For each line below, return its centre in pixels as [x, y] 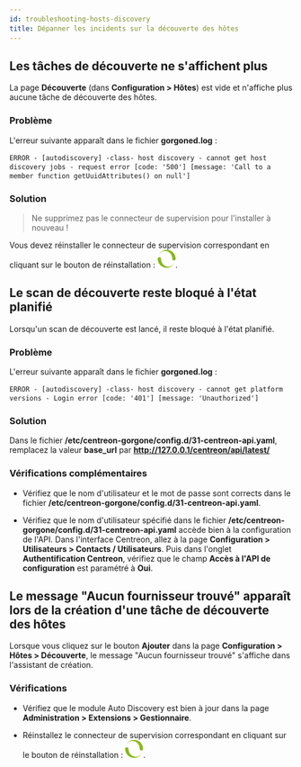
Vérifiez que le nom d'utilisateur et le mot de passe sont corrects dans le [156, 493]
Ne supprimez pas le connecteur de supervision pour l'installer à [151, 218]
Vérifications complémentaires [79, 474]
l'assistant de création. [51, 665]
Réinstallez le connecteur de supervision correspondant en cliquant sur [155, 735]
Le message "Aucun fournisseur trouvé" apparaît [150, 596]
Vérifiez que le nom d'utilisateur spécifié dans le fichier [124, 520]
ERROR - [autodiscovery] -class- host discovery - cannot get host [138, 158]
